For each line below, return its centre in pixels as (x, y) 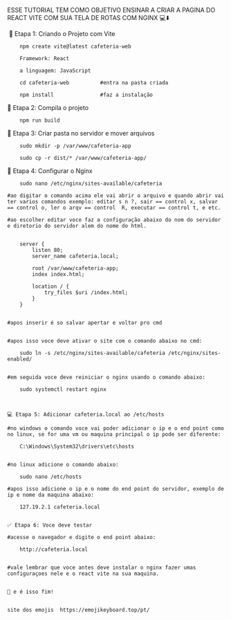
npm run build (40, 120)
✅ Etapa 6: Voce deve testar (50, 525)
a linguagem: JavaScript (55, 71)
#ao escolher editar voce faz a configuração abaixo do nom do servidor (114, 220)
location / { (51, 286)
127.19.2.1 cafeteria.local (60, 507)
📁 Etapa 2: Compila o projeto (48, 108)
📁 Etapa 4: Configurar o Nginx (50, 171)
